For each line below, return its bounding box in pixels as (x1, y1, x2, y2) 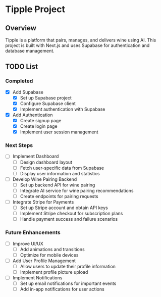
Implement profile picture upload (20, 269, 88, 275)
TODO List (5, 62, 38, 71)
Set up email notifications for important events (20, 280, 117, 286)
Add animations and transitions (20, 246, 85, 252)
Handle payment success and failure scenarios (20, 216, 118, 222)
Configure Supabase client (20, 100, 76, 107)
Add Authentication (12, 112, 53, 118)
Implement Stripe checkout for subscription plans (20, 211, 123, 217)
